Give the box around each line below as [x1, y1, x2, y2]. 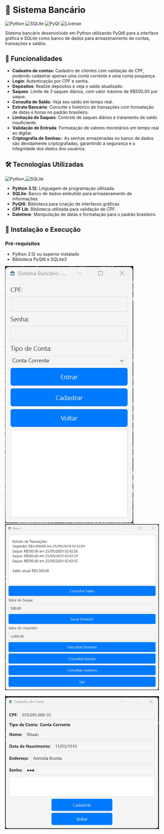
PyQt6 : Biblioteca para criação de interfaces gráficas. [12, 201, 121, 207]
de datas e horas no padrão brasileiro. [12, 109, 89, 115]
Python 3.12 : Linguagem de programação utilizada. [12, 185, 116, 191]
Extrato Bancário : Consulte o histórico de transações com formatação [12, 104, 154, 110]
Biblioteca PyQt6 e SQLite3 [12, 256, 67, 262]
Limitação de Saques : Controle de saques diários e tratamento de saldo [12, 114, 158, 120]
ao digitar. [12, 130, 33, 136]
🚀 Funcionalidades [5, 55, 62, 63]
